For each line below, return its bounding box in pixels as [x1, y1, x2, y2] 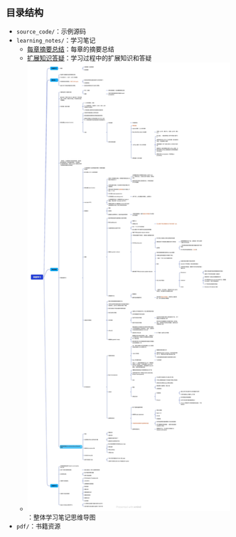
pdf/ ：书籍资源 [16, 522, 61, 531]
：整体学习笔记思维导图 [26, 513, 96, 521]
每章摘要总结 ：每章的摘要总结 [26, 45, 114, 53]
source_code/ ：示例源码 [16, 27, 86, 36]
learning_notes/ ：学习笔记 [16, 36, 96, 44]
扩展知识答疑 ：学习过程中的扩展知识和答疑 [26, 53, 152, 62]
